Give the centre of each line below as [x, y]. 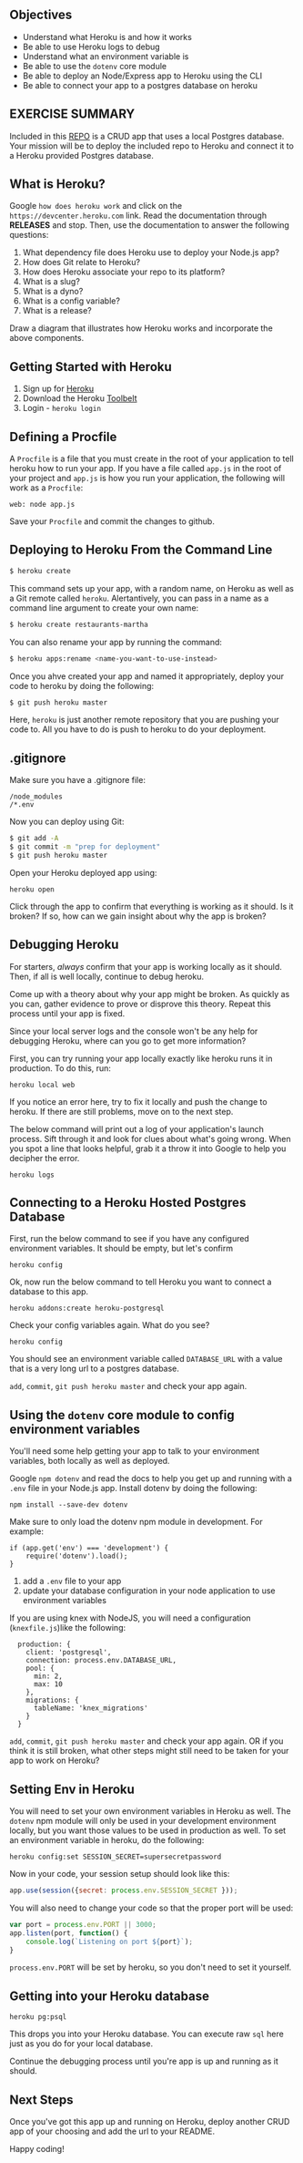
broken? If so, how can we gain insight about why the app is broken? [138, 916]
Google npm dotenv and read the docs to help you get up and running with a [151, 1478]
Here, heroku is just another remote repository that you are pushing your [144, 720]
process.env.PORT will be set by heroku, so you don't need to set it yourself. [151, 1967]
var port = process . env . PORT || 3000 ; [83, 1924]
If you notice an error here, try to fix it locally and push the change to [138, 1101]
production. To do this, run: [61, 1068]
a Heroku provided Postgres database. [82, 155]
